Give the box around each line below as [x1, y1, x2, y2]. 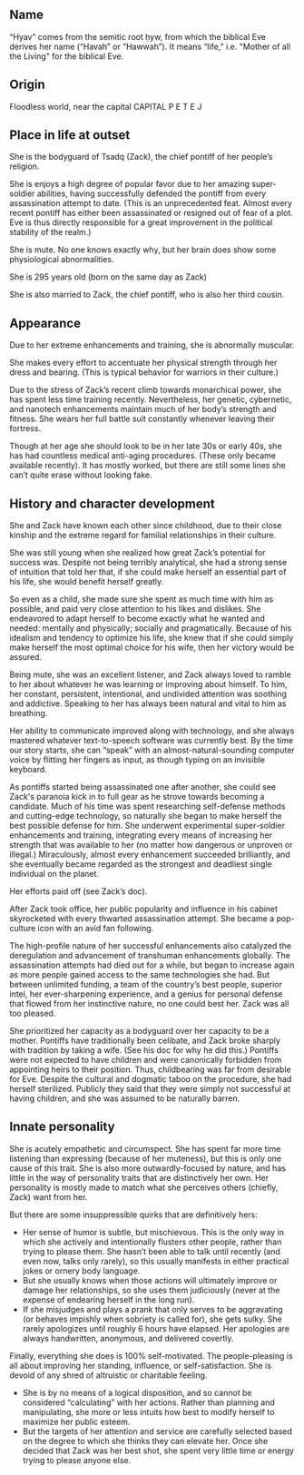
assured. [9, 652, 43, 663]
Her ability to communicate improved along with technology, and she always [9, 725, 295, 736]
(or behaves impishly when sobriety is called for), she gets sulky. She [22, 1313, 283, 1324]
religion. [9, 161, 40, 172]
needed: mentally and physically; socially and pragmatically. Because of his [9, 623, 292, 634]
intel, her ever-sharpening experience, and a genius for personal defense [9, 988, 283, 999]
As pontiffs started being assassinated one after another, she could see [9, 782, 277, 792]
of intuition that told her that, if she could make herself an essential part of [9, 566, 287, 577]
